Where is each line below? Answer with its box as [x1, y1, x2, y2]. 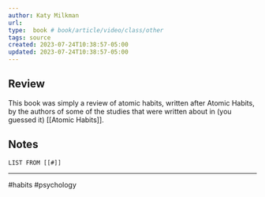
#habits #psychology [8, 180, 77, 189]
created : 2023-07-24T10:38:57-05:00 [8, 41, 129, 49]
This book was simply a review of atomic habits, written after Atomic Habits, [8, 98, 255, 107]
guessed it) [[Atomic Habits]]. [8, 115, 104, 125]
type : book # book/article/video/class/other [8, 26, 164, 34]
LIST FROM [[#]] [8, 158, 62, 166]
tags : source [8, 33, 51, 42]
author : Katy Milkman [8, 11, 80, 20]
